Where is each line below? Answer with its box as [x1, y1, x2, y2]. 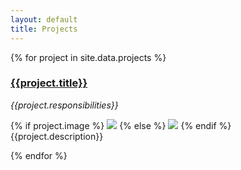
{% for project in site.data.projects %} [10, 51, 167, 63]
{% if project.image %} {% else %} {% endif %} [10, 119, 232, 131]
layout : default [10, 14, 78, 25]
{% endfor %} [10, 149, 68, 161]
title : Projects [10, 24, 78, 34]
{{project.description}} [10, 130, 104, 142]
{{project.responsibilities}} [10, 99, 119, 111]
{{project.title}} [10, 76, 88, 90]
